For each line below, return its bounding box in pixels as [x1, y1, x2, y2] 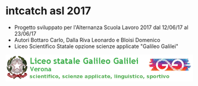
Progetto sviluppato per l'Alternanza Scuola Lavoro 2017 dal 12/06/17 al [14, 24, 188, 31]
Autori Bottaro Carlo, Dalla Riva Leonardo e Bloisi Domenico [14, 36, 161, 43]
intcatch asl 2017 [5, 4, 92, 18]
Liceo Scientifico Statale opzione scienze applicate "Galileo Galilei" [14, 43, 179, 50]
